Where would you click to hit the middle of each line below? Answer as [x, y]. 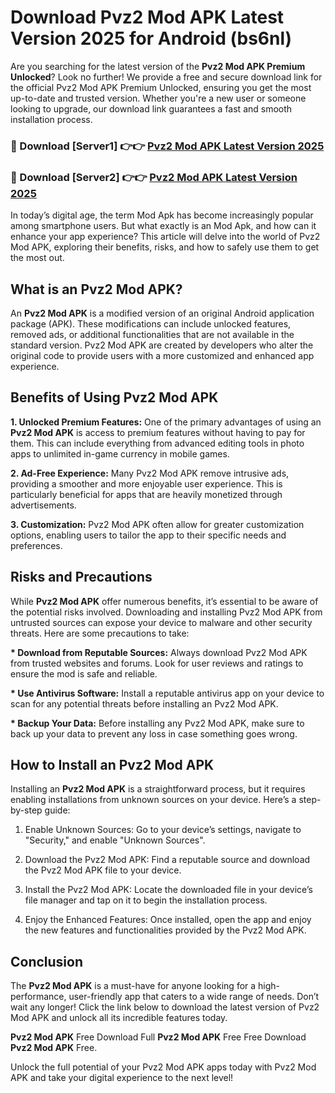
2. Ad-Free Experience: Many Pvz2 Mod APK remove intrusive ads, [150, 473]
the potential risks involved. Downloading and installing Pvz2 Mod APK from [166, 612]
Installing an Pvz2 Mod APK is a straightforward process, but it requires [158, 789]
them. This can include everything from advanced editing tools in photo [157, 443]
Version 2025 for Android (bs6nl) [151, 38]
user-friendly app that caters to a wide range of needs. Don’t [194, 997]
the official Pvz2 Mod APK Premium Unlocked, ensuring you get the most [161, 87]
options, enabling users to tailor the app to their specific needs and [148, 535]
